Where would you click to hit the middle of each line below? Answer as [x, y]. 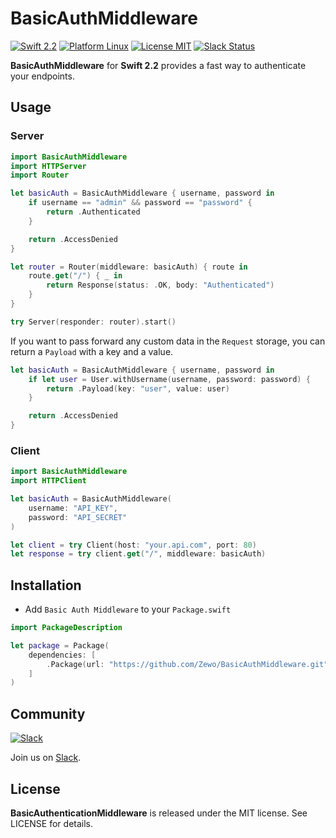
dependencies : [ [62, 655]
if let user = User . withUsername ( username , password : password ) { [169, 379]
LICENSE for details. [52, 823]
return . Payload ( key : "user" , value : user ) [138, 388]
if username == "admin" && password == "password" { [140, 203]
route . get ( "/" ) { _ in [75, 276]
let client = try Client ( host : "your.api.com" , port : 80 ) [133, 545]
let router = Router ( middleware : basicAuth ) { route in [129, 267]
